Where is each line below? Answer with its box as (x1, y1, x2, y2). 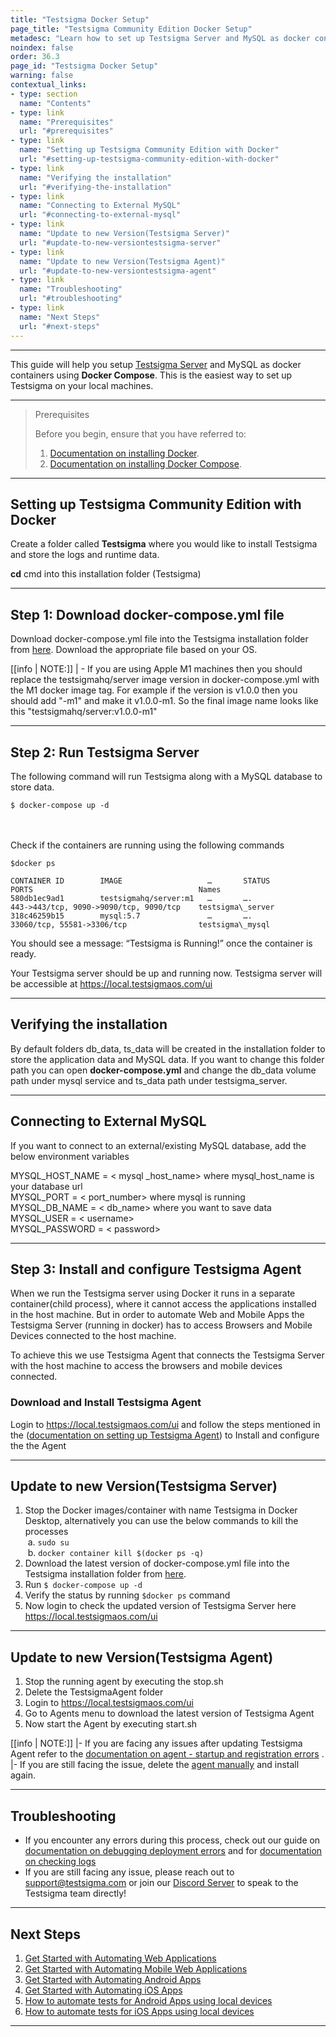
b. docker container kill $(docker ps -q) (27, 1547, 205, 1559)
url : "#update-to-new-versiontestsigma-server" (19, 237, 222, 248)
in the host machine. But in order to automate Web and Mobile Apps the (10, 1309, 305, 1321)
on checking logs (24, 1856, 97, 1868)
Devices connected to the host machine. (10, 1330, 177, 1342)
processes (24, 1526, 69, 1538)
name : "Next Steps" (19, 312, 101, 322)
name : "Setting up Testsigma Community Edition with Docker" (19, 145, 280, 155)
